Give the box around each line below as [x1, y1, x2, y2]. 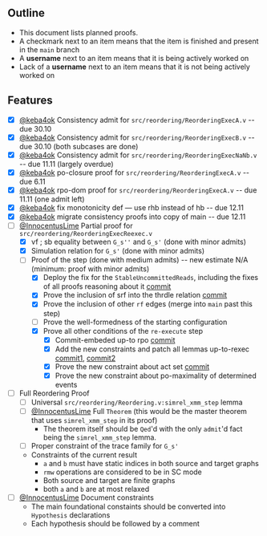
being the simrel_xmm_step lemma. [42, 432, 157, 442]
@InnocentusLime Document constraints [18, 493, 154, 502]
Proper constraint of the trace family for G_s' [30, 441, 179, 451]
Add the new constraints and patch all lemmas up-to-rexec [55, 344, 250, 354]
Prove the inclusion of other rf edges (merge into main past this [42, 299, 253, 309]
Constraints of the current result [30, 450, 138, 460]
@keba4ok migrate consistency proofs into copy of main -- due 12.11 [18, 212, 246, 221]
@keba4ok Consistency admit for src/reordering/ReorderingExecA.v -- [18, 115, 255, 124]
